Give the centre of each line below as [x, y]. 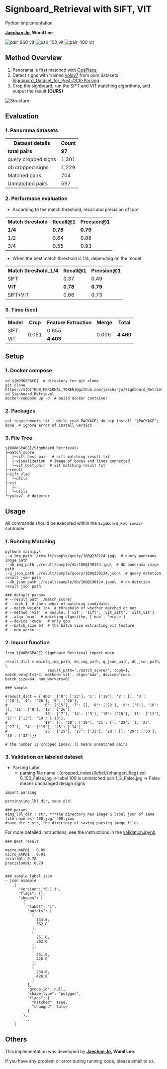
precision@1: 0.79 [24, 863]
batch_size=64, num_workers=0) [38, 679]
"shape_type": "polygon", [54, 994]
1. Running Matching [30, 542]
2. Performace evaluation [37, 198]
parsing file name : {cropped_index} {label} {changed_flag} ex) [83, 773]
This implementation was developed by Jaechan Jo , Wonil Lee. [70, 1051]
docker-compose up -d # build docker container [56, 398]
